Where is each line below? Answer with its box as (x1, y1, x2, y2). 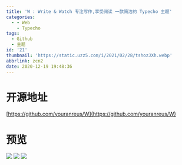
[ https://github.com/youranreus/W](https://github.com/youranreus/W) (6, 110, 177, 118)
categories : (6, 14, 35, 20)
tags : (6, 31, 19, 37)
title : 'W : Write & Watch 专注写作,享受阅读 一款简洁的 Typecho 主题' (6, 8, 173, 15)
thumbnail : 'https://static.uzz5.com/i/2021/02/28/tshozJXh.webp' (6, 52, 173, 58)
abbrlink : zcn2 (6, 58, 44, 64)
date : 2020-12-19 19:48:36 (6, 63, 72, 70)
